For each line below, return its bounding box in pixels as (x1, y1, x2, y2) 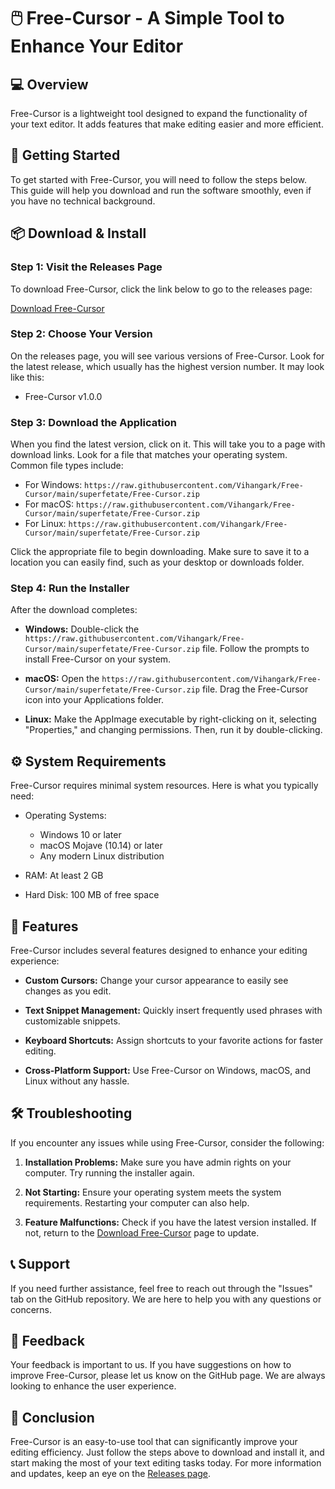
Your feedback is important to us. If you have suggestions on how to (10, 1359, 292, 1371)
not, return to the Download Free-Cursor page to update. (24, 1226, 260, 1239)
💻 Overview (10, 76, 89, 93)
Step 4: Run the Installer (10, 581, 130, 595)
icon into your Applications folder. (24, 694, 164, 706)
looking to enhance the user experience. (10, 1380, 177, 1392)
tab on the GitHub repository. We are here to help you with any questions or (10, 1293, 322, 1305)
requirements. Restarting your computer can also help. (24, 1196, 250, 1209)
